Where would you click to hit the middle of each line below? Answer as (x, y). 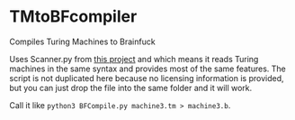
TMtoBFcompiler (73, 17)
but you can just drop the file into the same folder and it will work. (131, 88)
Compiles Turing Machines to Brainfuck (82, 42)
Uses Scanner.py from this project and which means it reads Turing (134, 59)
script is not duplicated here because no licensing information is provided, (147, 78)
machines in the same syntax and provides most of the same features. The (147, 69)
